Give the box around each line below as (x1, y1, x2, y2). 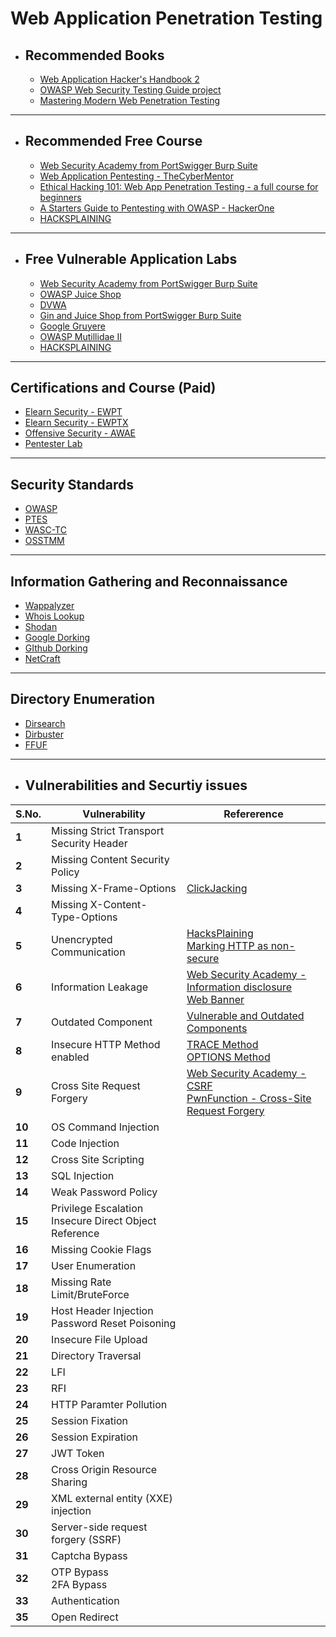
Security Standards (10, 476, 135, 493)
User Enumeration (51, 1258, 137, 1272)
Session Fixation (51, 1413, 128, 1427)
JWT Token (51, 1446, 105, 1460)
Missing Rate (51, 1275, 112, 1289)
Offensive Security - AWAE (24, 427, 137, 439)
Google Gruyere (39, 320, 106, 332)
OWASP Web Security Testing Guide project (39, 84, 222, 96)
